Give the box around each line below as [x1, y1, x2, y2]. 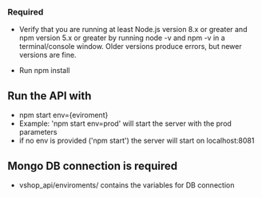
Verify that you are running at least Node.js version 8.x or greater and [18, 25, 248, 34]
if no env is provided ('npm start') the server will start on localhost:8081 [18, 135, 255, 146]
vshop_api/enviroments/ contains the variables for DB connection [18, 180, 235, 190]
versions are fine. [18, 51, 77, 60]
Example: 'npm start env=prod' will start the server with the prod [18, 119, 232, 128]
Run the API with [7, 89, 92, 103]
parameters [18, 127, 58, 137]
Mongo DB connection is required [7, 159, 177, 172]
